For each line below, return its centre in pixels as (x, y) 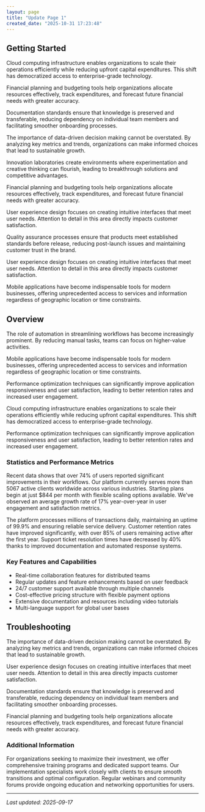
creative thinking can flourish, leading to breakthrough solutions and (92, 169)
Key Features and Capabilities (52, 562)
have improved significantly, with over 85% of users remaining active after (100, 533)
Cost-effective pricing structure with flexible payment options (92, 595)
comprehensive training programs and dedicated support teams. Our (93, 765)
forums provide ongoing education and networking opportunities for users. (100, 784)
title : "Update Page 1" (37, 18)
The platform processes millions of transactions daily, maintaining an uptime (102, 520)
